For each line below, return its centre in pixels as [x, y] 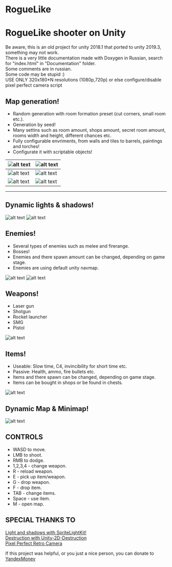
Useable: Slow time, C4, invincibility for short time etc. [70, 366]
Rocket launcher [30, 317]
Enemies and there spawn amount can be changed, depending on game [89, 257]
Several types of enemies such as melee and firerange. [71, 246]
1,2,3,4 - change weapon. [40, 465]
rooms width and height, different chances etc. [62, 135]
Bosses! [21, 251]
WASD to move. [29, 449]
